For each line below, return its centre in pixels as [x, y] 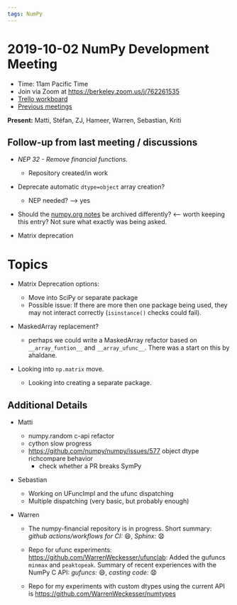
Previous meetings [45, 106]
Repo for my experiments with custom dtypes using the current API [127, 587]
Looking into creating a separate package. [90, 383]
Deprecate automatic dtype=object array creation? [91, 187]
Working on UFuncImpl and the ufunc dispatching [101, 494]
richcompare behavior [61, 459]
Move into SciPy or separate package [83, 298]
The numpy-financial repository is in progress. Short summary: [120, 528]
